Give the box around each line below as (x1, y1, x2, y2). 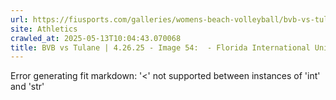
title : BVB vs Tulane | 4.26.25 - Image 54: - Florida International (10, 42, 311, 53)
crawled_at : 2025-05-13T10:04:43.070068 (10, 33, 182, 43)
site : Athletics (10, 24, 78, 34)
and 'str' (10, 81, 45, 93)
